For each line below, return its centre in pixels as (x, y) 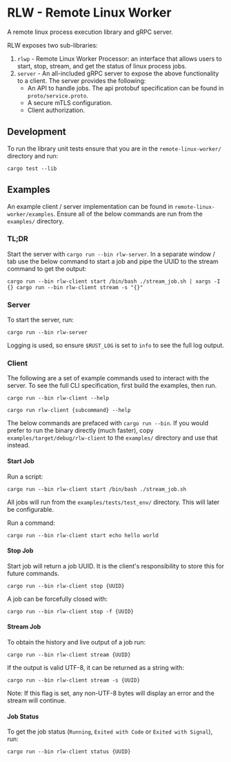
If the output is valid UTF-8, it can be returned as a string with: (96, 668)
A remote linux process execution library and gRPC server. (90, 32)
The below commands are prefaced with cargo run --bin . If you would (108, 423)
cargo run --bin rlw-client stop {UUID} (66, 586)
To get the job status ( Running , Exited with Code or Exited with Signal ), (110, 732)
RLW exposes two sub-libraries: (52, 45)
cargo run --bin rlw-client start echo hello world (83, 535)
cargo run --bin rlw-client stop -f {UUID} (71, 611)
